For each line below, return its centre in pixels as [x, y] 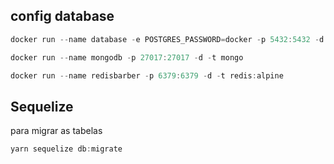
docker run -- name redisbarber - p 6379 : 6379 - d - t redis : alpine [147, 75]
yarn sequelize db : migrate [66, 149]
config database [62, 16]
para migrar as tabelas [56, 131]
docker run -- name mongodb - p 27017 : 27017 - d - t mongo [127, 57]
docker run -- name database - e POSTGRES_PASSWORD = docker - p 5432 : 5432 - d [167, 39]
